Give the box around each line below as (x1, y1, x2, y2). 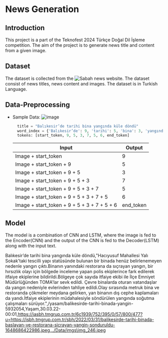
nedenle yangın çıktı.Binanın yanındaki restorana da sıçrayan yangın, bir (5, 263, 153, 269)
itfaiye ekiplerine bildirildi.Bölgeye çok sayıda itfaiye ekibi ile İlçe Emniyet (5, 274, 155, 280)
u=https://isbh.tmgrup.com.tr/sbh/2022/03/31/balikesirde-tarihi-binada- (5, 316, 154, 322)
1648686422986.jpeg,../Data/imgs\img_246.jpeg (5, 327, 106, 333)
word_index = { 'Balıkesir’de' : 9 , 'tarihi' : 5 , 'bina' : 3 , (17, 128, 143, 134)
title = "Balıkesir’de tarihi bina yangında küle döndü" (17, 124, 139, 129)
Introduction (5, 24, 45, 32)
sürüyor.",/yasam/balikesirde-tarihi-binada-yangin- (28, 300, 134, 307)
